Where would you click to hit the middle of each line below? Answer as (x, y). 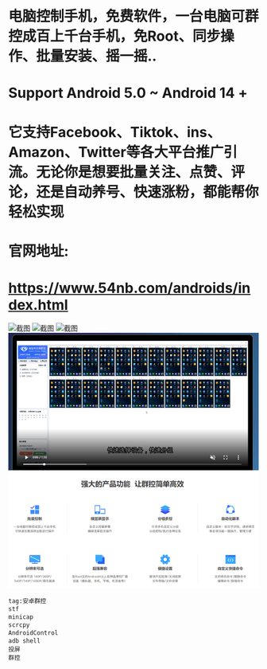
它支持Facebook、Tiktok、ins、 (115, 132)
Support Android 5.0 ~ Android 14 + (128, 93)
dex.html (39, 305)
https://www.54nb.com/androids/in (130, 288)
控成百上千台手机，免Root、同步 (114, 36)
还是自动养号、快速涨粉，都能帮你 (148, 192)
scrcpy (19, 625)
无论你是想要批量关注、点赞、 (134, 172)
